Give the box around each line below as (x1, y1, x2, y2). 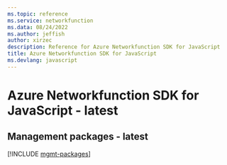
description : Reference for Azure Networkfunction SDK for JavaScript (7, 43, 221, 50)
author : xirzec (7, 37, 52, 44)
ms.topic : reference (7, 10, 69, 18)
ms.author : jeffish (7, 30, 65, 38)
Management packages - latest (7, 131, 149, 143)
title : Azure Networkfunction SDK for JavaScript (7, 50, 157, 58)
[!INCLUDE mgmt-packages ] (7, 149, 91, 158)
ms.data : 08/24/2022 (7, 23, 69, 31)
